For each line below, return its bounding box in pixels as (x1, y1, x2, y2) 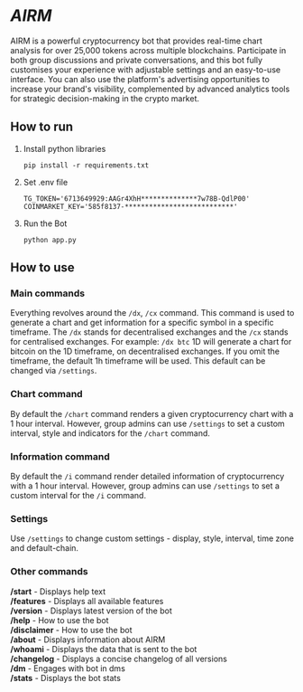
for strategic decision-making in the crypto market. (10, 92, 200, 104)
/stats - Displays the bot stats (10, 672, 121, 683)
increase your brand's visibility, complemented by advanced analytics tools (10, 83, 290, 94)
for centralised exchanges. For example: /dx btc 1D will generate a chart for (10, 337, 292, 347)
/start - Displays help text (10, 585, 106, 597)
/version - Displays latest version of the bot (10, 605, 172, 616)
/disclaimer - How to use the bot (10, 624, 133, 635)
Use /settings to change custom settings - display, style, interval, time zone (10, 533, 294, 544)
